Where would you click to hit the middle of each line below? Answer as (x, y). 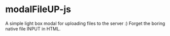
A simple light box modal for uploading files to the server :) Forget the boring (85, 23)
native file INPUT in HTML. (33, 28)
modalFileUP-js (38, 9)
